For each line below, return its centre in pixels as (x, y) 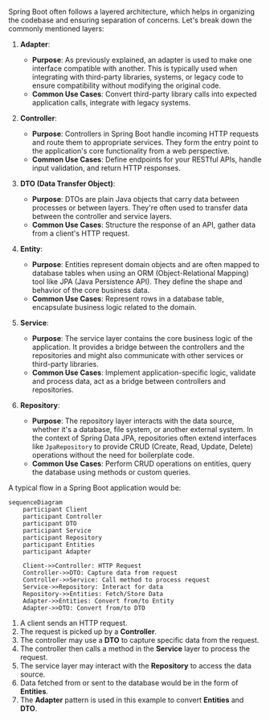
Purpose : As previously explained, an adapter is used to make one (142, 60)
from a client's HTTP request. (81, 233)
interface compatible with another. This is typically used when (135, 68)
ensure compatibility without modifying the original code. (126, 85)
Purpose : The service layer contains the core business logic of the (142, 338)
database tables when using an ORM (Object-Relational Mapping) (140, 273)
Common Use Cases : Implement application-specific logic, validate (144, 372)
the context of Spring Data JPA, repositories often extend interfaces (144, 438)
